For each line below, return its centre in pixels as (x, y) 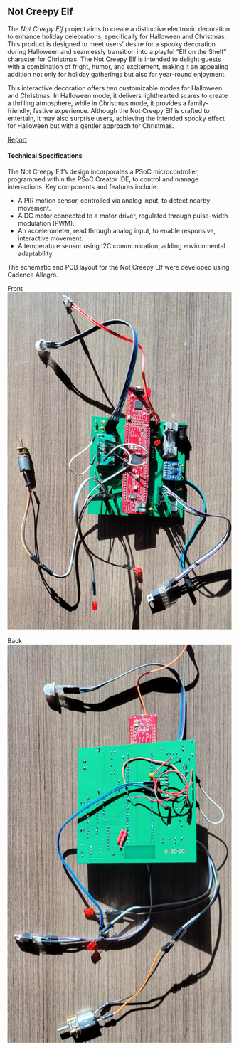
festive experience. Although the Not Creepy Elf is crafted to (121, 110)
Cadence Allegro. (33, 275)
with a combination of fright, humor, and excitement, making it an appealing (118, 66)
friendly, (20, 110)
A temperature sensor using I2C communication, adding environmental (121, 246)
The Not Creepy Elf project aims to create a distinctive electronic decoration (119, 28)
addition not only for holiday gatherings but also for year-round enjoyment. (117, 74)
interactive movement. (51, 238)
